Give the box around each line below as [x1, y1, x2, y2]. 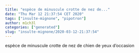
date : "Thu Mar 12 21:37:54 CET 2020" [5, 12, 84, 16]
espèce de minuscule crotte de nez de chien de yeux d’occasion [5, 43, 135, 48]
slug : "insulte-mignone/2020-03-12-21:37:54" [5, 29, 99, 34]
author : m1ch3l [5, 20, 36, 26]
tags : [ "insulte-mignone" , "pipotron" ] [5, 16, 86, 21]
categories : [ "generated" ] [5, 25, 60, 30]
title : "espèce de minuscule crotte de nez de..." [5, 7, 110, 12]
